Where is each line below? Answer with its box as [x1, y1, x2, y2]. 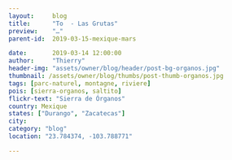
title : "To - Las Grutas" [8, 19, 118, 28]
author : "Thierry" [8, 57, 85, 65]
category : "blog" [8, 125, 68, 133]
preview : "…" [8, 27, 63, 35]
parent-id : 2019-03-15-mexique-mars [8, 34, 137, 43]
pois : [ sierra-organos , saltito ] [8, 87, 122, 95]
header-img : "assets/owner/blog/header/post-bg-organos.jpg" [8, 64, 221, 73]
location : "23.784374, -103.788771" [8, 132, 133, 141]
